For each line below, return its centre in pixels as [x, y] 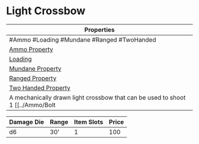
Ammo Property [31, 49]
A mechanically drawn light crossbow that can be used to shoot [97, 97]
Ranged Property [33, 78]
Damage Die [27, 121]
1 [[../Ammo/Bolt [32, 105]
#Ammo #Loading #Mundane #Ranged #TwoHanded [83, 40]
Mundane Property [35, 68]
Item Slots [89, 121]
